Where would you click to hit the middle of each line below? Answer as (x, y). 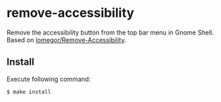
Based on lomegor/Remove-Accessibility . (66, 39)
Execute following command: (49, 79)
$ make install (29, 92)
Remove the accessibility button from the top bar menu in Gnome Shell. (110, 32)
